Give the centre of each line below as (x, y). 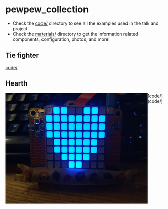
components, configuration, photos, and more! (61, 39)
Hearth (16, 84)
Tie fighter (22, 55)
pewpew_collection (47, 9)
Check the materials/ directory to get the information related (75, 34)
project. (20, 28)
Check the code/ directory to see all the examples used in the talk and (86, 23)
